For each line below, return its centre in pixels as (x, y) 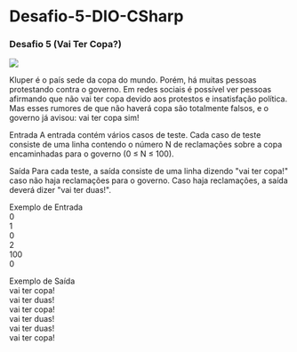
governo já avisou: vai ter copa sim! (74, 118)
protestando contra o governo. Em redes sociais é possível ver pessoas (140, 90)
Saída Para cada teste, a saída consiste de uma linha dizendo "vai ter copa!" (149, 172)
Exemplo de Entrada (46, 207)
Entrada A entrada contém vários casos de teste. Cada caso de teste (135, 135)
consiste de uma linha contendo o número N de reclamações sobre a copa (146, 145)
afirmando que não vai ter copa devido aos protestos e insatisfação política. (148, 99)
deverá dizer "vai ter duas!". (60, 190)
